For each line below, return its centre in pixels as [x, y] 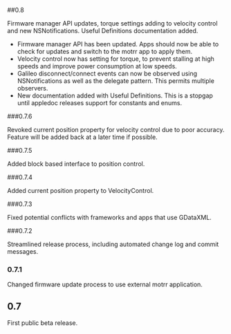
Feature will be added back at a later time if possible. [82, 137]
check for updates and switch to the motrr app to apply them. [104, 52]
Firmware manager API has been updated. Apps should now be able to [118, 44]
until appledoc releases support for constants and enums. [99, 103]
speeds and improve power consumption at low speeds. [97, 66]
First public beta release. [43, 323]
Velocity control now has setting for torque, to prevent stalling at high [115, 59]
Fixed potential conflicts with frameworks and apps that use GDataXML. [110, 217]
